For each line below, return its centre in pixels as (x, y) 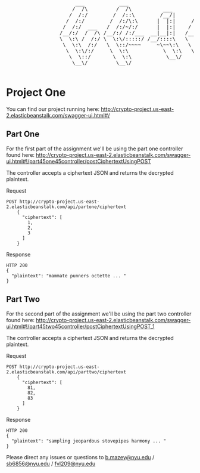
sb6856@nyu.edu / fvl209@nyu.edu (51, 463)
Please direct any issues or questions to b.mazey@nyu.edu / (80, 457)
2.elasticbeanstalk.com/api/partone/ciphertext (66, 207)
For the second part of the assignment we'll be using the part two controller (99, 314)
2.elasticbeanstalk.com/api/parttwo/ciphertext (66, 372)
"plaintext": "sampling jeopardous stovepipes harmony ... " (89, 441)
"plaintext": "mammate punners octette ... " (69, 276)
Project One (36, 93)
